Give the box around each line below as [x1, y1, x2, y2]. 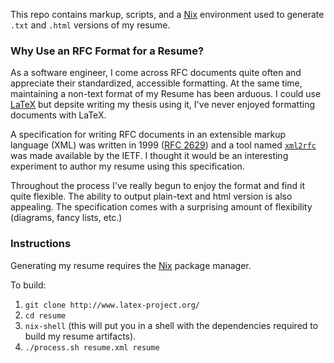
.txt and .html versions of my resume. [10, 19, 171, 31]
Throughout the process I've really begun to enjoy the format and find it [10, 180, 305, 192]
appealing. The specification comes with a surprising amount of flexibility [10, 201, 313, 213]
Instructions [10, 237, 72, 251]
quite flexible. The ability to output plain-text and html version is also [10, 190, 293, 203]
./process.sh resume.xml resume [24, 342, 160, 353]
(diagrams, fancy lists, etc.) [10, 212, 123, 224]
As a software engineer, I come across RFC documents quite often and [10, 67, 302, 79]
